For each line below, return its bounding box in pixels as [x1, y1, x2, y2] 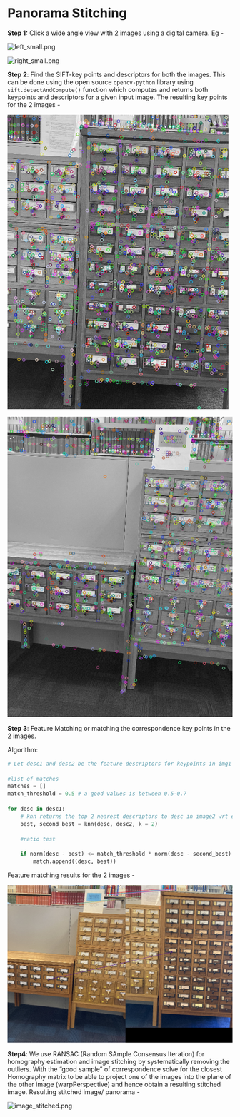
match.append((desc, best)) [33, 858, 116, 865]
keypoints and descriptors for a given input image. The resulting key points [7, 93, 228, 101]
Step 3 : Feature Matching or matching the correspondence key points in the [7, 724, 231, 732]
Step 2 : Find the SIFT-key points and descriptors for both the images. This [7, 70, 226, 79]
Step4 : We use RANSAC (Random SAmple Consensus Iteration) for [7, 1050, 205, 1058]
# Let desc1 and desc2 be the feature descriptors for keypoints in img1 [7, 760, 232, 767]
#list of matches [7, 775, 59, 782]
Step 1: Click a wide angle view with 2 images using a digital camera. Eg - [7, 29, 224, 37]
